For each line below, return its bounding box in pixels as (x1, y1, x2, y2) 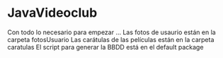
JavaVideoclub (7, 5, 98, 21)
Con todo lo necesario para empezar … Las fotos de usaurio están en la (7, 28, 216, 36)
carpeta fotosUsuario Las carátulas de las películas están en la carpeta (7, 35, 215, 43)
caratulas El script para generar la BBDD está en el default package (7, 43, 204, 51)
